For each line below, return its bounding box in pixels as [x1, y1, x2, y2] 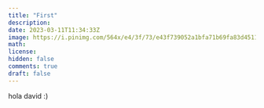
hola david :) [8, 91, 49, 100]
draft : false [8, 70, 51, 77]
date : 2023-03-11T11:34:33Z [8, 26, 101, 34]
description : [8, 19, 51, 27]
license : [8, 48, 37, 56]
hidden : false [8, 56, 55, 63]
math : [8, 41, 26, 49]
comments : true [8, 63, 58, 70]
